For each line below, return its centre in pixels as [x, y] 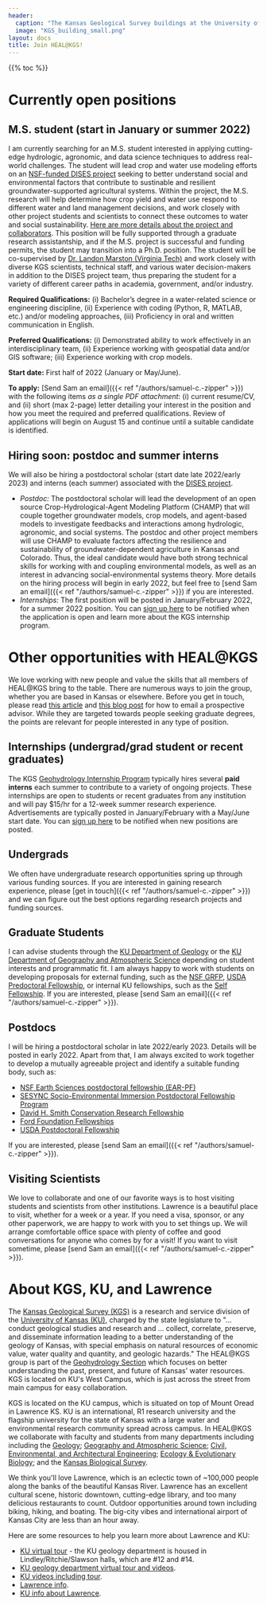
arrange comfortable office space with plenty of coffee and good [114, 1231]
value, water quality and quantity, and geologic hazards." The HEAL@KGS [129, 1353]
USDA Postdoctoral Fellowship [70, 1130]
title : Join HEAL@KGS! [46, 45]
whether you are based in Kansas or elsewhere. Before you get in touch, [126, 696]
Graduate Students [56, 932]
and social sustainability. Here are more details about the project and [121, 225]
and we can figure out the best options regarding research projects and [125, 899]
